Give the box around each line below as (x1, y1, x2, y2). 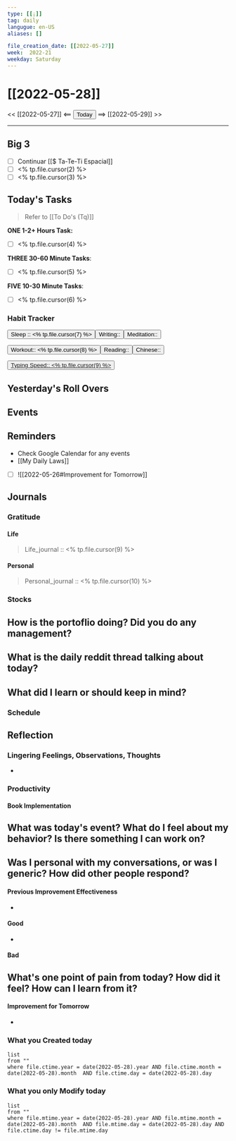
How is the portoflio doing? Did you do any (7, 616, 197, 628)
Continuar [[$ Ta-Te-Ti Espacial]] (17, 156, 113, 166)
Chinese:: (136, 346, 162, 354)
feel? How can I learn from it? (7, 982, 138, 994)
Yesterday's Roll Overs (7, 382, 109, 395)
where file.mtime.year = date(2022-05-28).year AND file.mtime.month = (7, 1114, 221, 1121)
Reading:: (104, 346, 130, 354)
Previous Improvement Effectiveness (7, 887, 118, 896)
